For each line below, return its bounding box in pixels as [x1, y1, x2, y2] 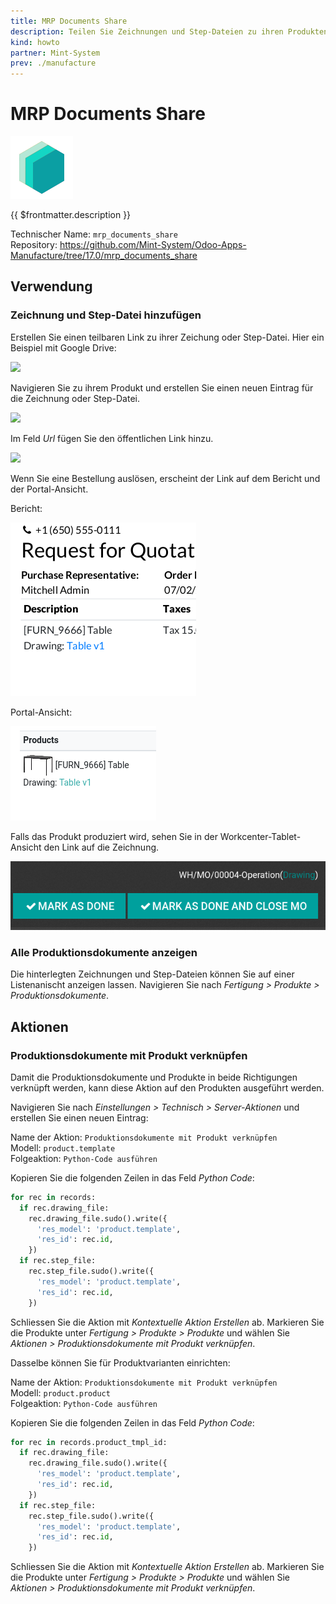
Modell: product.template [10, 1141, 116, 1154]
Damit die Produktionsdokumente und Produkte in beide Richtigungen [10, 1071, 298, 1083]
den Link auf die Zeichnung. [43, 841, 160, 853]
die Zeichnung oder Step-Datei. [10, 392, 140, 404]
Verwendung [10, 278, 93, 295]
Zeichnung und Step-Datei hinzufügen [10, 308, 202, 322]
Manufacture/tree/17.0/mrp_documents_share [10, 250, 198, 262]
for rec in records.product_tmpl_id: [10, 1437, 168, 1447]
